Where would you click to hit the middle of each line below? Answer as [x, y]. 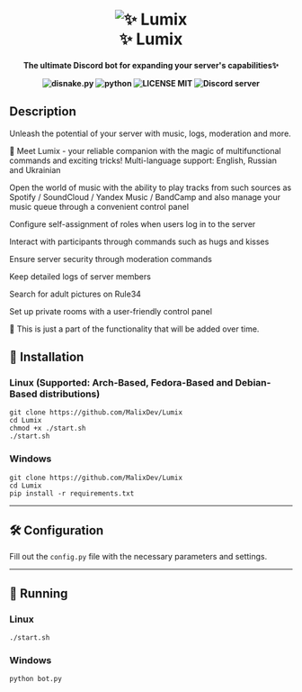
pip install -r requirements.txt [72, 493]
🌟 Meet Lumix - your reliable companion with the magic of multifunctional [145, 150]
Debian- [253, 382]
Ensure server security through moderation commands [111, 259]
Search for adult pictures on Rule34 [75, 294]
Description [43, 112]
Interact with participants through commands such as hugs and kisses [139, 241]
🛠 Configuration [57, 530]
